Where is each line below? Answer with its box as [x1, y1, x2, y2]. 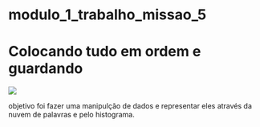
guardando [8, 59, 83, 78]
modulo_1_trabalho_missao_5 [8, 6, 207, 24]
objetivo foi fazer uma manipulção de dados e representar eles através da [8, 101, 253, 111]
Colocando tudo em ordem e [8, 43, 201, 61]
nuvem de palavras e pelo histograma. [8, 110, 135, 120]
